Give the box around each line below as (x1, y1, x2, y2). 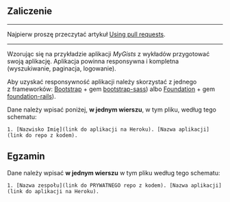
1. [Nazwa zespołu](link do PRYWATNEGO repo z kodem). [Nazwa (7, 181, 188, 189)
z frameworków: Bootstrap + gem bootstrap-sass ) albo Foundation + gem (7, 85, 216, 93)
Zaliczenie (7, 5, 53, 17)
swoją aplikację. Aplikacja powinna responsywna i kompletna (7, 57, 179, 65)
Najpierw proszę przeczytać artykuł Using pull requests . (7, 30, 166, 38)
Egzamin (7, 151, 46, 162)
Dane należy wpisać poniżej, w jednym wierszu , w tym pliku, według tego (7, 105, 217, 114)
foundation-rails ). (7, 92, 56, 100)
